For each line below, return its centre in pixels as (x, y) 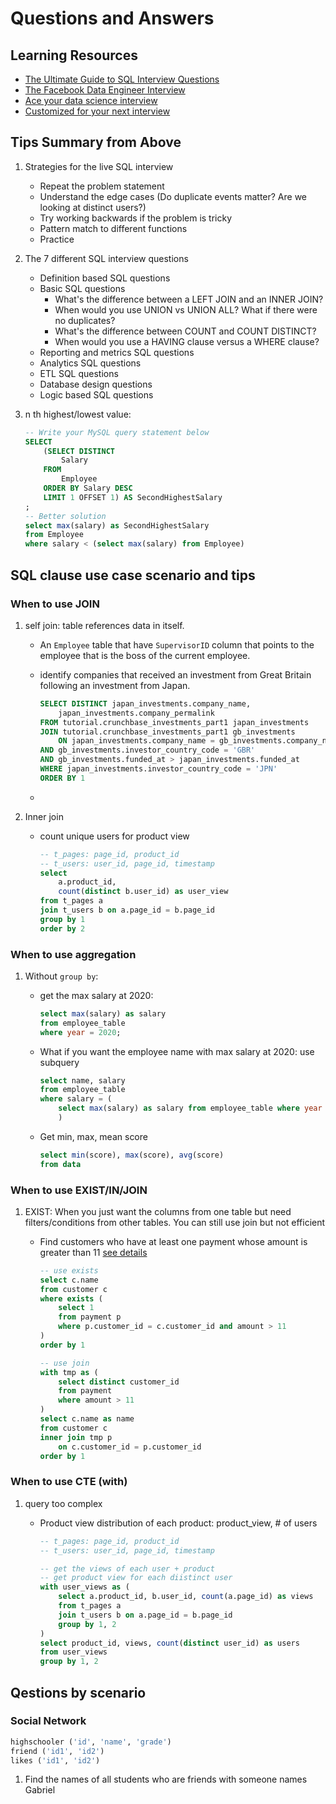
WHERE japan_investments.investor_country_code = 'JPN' (158, 769)
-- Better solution (65, 516)
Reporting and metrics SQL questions (117, 352)
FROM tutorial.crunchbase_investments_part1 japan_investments (174, 722)
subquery (59, 1062)
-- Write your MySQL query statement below (117, 432)
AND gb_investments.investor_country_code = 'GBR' (147, 750)
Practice (57, 239)
